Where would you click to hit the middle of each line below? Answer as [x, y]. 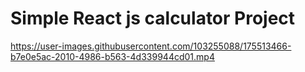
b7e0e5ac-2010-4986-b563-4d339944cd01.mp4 [112, 56]
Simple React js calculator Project [153, 18]
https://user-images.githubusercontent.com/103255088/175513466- [151, 46]
